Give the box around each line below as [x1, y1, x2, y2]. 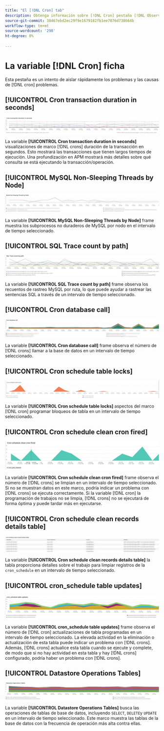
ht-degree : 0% [5, 34, 34, 39]
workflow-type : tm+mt [5, 23, 49, 28]
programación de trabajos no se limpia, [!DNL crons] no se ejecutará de [5, 495, 149, 501]
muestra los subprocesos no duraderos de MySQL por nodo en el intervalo [5, 223, 156, 228]
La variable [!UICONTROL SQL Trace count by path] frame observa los [5, 281, 148, 287]
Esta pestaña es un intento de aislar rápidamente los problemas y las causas [5, 76, 159, 82]
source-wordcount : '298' [5, 28, 56, 34]
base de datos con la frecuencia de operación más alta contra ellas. [5, 720, 142, 727]
